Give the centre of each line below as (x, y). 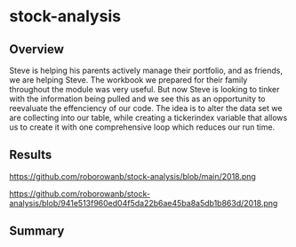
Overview (37, 49)
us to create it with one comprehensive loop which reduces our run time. (142, 127)
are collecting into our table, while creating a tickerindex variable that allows (148, 118)
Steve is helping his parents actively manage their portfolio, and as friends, (146, 70)
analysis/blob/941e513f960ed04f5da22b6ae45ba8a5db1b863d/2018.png (144, 203)
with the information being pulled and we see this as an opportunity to (137, 99)
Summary (37, 231)
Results (31, 155)
